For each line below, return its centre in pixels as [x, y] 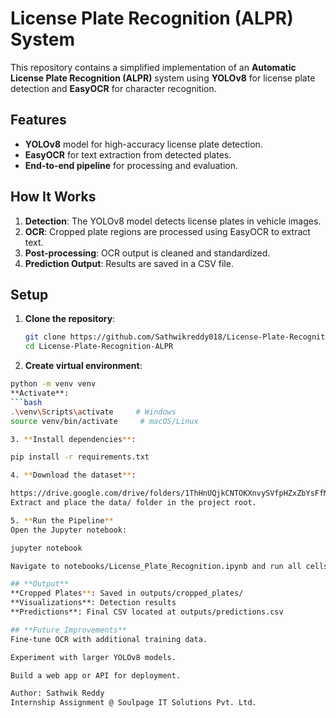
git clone [45, 337]
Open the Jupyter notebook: [69, 530]
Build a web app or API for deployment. [96, 675]
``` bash [26, 402]
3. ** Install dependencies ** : [73, 439]
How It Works [53, 197]
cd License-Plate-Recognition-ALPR [99, 347]
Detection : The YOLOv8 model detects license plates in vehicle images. [173, 221]
